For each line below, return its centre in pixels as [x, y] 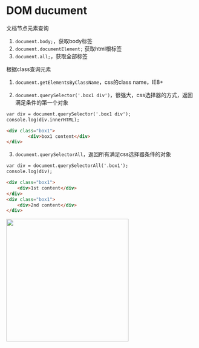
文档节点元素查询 [28, 28]
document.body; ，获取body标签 [54, 41]
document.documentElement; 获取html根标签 [68, 49]
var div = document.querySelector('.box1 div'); [69, 114]
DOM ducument [47, 11]
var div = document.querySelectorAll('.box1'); [67, 166]
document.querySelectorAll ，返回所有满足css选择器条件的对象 [93, 154]
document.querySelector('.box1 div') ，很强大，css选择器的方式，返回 [104, 95]
